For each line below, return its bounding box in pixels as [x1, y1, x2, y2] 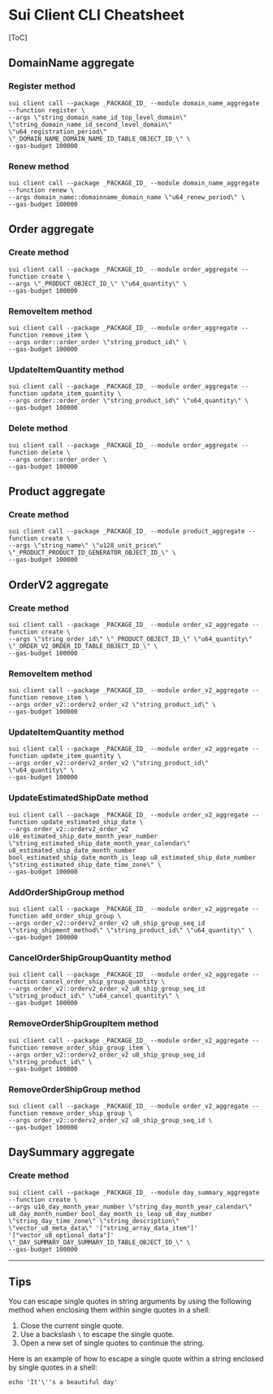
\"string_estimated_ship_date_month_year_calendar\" [8, 839, 191, 847]
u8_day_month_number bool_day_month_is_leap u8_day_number [8, 1209, 213, 1218]
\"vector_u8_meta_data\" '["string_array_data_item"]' [8, 1224, 198, 1232]
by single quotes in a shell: [8, 1362, 97, 1372]
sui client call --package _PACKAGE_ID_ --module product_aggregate [8, 527, 245, 536]
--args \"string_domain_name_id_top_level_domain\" [8, 113, 187, 121]
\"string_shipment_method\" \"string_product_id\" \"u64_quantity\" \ [8, 926, 253, 934]
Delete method [8, 423, 68, 434]
